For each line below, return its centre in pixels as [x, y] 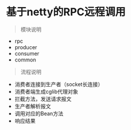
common [25, 60]
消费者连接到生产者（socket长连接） [59, 84]
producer [26, 47]
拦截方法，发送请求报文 [43, 99]
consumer [27, 53]
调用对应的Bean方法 [39, 113]
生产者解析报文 [33, 106]
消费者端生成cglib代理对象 [46, 91]
